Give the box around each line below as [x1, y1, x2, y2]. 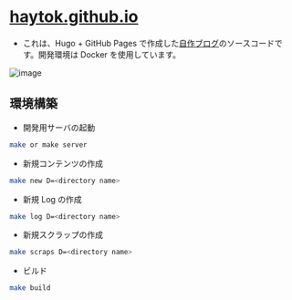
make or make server [9, 140, 89, 150]
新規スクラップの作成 [22, 230, 103, 241]
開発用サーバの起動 [22, 121, 96, 133]
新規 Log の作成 [22, 193, 82, 204]
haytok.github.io [9, 6, 139, 27]
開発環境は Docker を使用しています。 [37, 48, 181, 60]
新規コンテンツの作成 [22, 158, 103, 169]
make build [9, 284, 51, 293]
